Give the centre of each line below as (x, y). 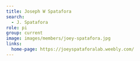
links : (14, 44)
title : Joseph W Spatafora (39, 11)
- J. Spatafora (30, 22)
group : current (24, 33)
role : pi (17, 28)
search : (15, 17)
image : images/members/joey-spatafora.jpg (58, 38)
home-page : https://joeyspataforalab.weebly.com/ (73, 49)
